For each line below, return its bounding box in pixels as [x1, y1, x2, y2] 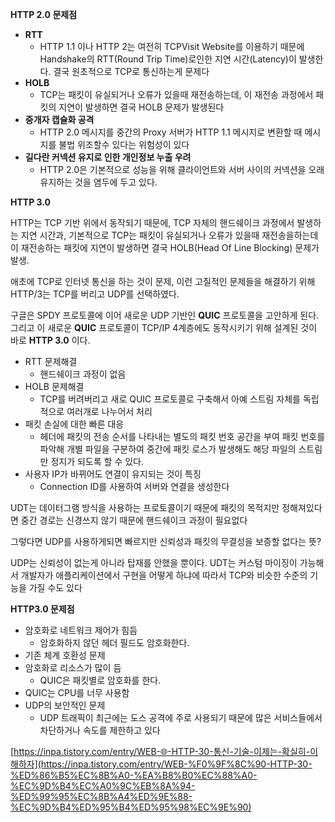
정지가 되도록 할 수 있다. [50, 456, 144, 467]
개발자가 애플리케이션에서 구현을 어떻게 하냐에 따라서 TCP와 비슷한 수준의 [20, 569, 308, 581]
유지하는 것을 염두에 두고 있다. [39, 176, 158, 188]
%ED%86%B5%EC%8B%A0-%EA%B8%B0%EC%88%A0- [10, 769, 258, 781]
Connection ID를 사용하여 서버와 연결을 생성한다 [39, 481, 230, 492]
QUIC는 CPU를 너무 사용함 [24, 687, 130, 698]
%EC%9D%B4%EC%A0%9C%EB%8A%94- [10, 780, 196, 792]
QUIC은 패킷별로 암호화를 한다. [39, 674, 162, 686]
